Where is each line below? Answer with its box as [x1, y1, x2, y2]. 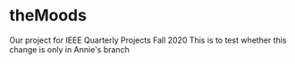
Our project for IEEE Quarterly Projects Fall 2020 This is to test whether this [9, 35, 287, 45]
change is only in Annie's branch [9, 44, 130, 54]
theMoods [9, 5, 88, 26]
